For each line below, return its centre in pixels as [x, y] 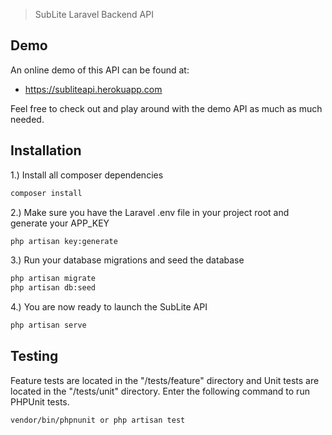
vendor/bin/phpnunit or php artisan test [98, 420]
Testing [34, 356]
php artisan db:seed [53, 288]
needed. [27, 119]
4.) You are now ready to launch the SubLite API [109, 307]
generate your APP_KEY [60, 223]
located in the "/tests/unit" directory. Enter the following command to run [160, 391]
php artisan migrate [53, 279]
